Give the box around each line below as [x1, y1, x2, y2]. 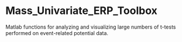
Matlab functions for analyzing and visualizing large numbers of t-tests [5, 23, 176, 30]
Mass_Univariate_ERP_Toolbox [5, 4, 157, 17]
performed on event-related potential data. [5, 29, 109, 36]
